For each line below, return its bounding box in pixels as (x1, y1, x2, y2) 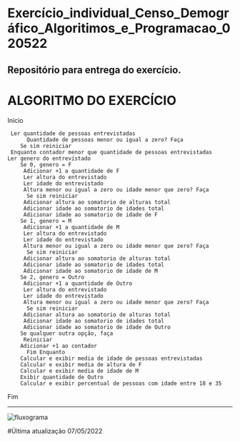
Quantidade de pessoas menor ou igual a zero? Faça (26, 136, 184, 144)
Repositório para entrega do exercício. (7, 64, 181, 76)
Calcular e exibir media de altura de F (20, 361, 142, 368)
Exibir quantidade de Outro (20, 373, 104, 381)
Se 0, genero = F (20, 161, 72, 169)
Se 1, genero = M (20, 217, 72, 224)
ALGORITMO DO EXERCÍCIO (7, 92, 176, 109)
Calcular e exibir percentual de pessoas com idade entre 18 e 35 (20, 380, 222, 387)
